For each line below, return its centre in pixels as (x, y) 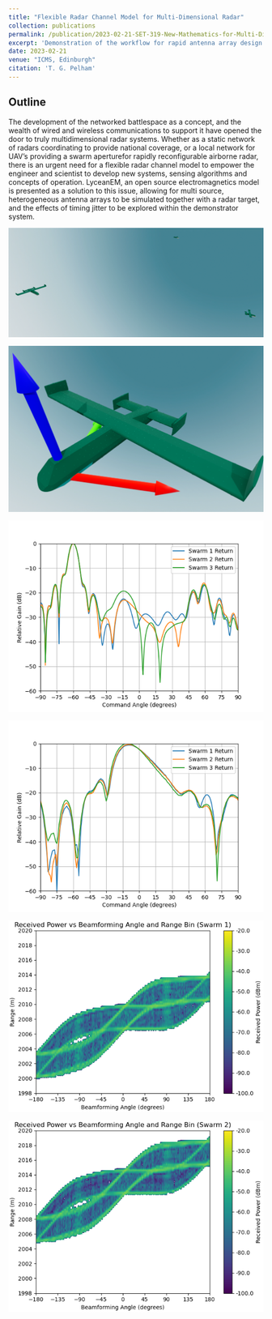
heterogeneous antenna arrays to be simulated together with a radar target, (134, 199)
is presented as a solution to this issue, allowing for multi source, (116, 190)
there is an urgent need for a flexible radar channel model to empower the (132, 164)
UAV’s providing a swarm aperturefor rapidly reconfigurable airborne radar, (134, 156)
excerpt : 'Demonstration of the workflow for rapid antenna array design (136, 43)
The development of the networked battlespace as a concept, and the (125, 122)
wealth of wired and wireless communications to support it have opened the (135, 130)
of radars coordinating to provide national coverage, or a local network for (132, 147)
